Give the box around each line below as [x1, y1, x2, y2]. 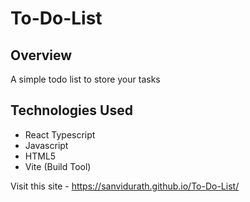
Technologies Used [10, 102, 133, 119]
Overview [10, 47, 73, 64]
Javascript [24, 139, 69, 151]
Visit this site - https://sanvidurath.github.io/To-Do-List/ [10, 180, 240, 192]
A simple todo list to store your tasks [10, 73, 161, 85]
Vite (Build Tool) [24, 160, 92, 172]
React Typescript [24, 128, 96, 141]
